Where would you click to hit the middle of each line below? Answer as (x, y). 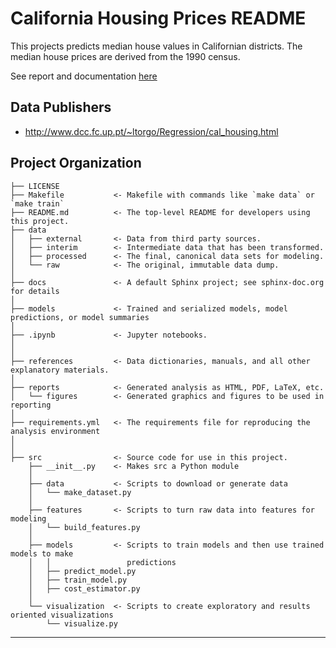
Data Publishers (61, 107)
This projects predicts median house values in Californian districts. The (156, 46)
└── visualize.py (82, 623)
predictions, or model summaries (80, 317)
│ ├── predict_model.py (82, 571)
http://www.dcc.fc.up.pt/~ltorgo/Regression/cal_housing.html (151, 131)
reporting (31, 405)
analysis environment (55, 431)
